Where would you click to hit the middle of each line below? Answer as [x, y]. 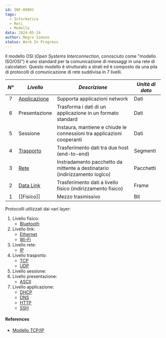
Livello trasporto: [29, 255]
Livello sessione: [29, 271]
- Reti [16, 24]
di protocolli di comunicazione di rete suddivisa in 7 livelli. [64, 72]
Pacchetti [145, 168]
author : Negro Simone [27, 38]
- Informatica [24, 19]
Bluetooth [29, 224]
